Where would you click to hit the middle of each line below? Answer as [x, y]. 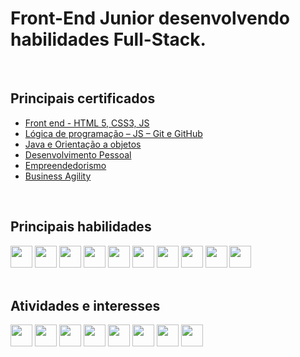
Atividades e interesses [85, 305]
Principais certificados [83, 98]
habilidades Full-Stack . [108, 39]
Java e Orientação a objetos [83, 144]
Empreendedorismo [65, 165]
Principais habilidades [81, 227]
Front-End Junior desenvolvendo [150, 18]
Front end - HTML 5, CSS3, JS [87, 123]
